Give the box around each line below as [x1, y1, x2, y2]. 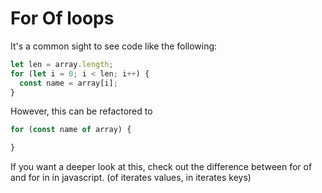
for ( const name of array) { [10, 125, 132, 135]
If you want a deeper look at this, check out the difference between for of [10, 161, 313, 173]
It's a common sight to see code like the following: [10, 40, 218, 52]
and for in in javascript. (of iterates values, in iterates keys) [10, 172, 252, 184]
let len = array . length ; [10, 59, 114, 69]
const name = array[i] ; [19, 78, 118, 88]
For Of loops [10, 7, 115, 30]
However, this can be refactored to [10, 105, 153, 117]
